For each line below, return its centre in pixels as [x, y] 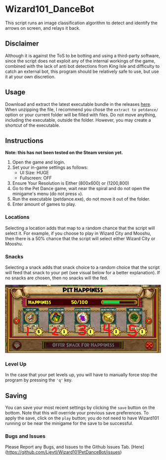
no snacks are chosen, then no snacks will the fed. [57, 278]
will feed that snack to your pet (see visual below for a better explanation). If [83, 272]
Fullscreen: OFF [36, 178]
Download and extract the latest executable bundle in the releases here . [78, 104]
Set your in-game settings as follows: [50, 167]
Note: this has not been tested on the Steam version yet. [64, 153]
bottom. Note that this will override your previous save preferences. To [77, 413]
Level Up [16, 364]
